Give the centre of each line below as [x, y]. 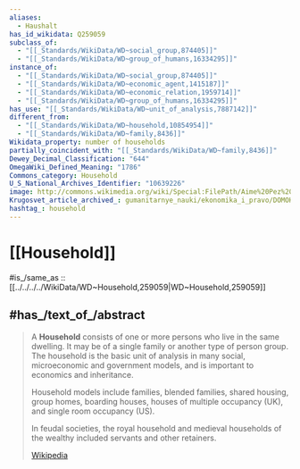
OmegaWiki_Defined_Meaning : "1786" [75, 167]
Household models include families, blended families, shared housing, [160, 392]
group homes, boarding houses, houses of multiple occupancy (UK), [157, 401]
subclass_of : [33, 42]
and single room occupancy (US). [93, 411]
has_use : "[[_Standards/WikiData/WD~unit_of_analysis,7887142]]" [133, 109]
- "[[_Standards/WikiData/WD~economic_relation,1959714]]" [129, 92]
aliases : [25, 17]
